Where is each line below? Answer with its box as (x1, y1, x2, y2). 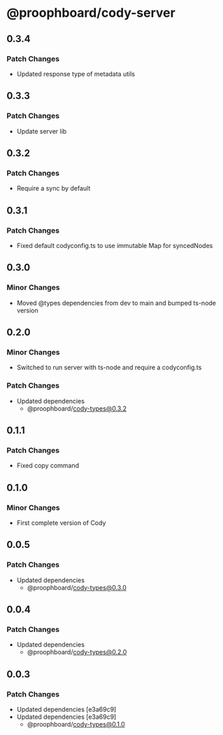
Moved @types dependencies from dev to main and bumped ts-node (16, 298, 217, 307)
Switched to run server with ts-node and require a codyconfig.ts (16, 363, 202, 372)
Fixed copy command (16, 461, 80, 470)
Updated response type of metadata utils (16, 69, 136, 78)
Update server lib (16, 127, 67, 135)
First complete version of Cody (16, 518, 106, 527)
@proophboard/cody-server (6, 5, 175, 21)
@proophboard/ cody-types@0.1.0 (27, 720, 125, 729)
